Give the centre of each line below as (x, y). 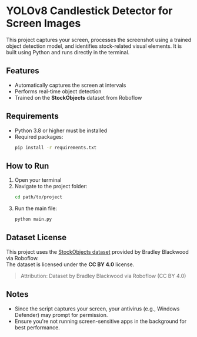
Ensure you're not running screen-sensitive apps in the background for (101, 321)
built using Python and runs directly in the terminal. (68, 52)
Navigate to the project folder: (51, 187)
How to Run (28, 166)
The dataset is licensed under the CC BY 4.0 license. (70, 264)
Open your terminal (38, 180)
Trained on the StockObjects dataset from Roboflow (78, 97)
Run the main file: (36, 208)
